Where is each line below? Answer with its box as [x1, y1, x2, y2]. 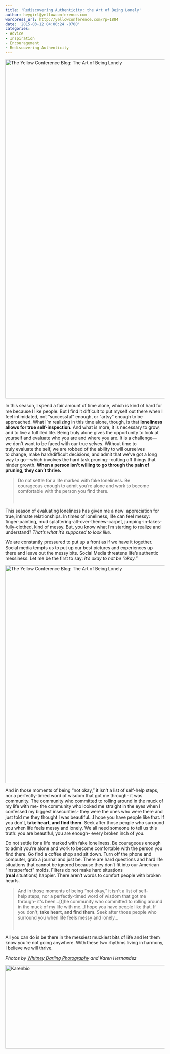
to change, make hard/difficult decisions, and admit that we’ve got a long [5, 451, 157, 457]
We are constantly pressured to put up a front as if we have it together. [5, 539, 153, 545]
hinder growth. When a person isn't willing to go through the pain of [5, 462, 150, 468]
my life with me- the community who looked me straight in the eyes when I [5, 803, 161, 809]
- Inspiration [5, 36, 35, 41]
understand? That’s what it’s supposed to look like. [5, 529, 111, 535]
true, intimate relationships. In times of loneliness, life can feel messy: [5, 513, 150, 519]
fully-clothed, [5, 524, 33, 530]
